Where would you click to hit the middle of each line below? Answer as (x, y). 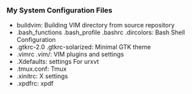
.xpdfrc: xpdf (35, 84)
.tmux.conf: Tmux (41, 69)
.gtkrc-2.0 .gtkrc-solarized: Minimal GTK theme (84, 47)
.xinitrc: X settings (42, 76)
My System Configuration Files (59, 10)
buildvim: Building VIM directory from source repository (95, 25)
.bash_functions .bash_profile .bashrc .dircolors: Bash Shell (101, 32)
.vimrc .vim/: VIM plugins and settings (70, 54)
